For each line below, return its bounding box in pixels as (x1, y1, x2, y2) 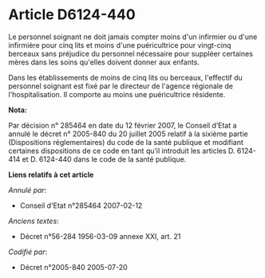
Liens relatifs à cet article (8, 170, 94, 179)
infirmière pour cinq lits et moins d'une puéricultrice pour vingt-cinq (8, 40, 231, 49)
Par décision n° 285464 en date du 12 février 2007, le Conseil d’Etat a (8, 120, 237, 130)
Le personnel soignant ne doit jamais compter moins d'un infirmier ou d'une (8, 32, 258, 41)
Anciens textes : (8, 216, 60, 225)
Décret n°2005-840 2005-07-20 (19, 262, 128, 272)
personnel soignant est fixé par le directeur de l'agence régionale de (8, 81, 234, 91)
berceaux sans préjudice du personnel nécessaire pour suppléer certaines (8, 49, 254, 58)
